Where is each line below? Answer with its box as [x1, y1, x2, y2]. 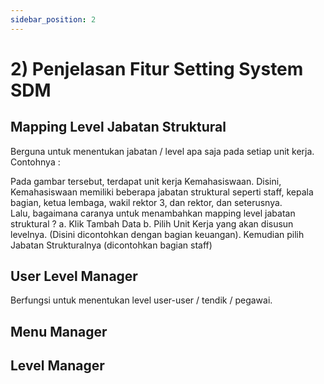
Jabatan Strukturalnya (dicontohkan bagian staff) [10, 239, 213, 251]
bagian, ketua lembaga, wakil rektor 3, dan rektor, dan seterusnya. [10, 196, 283, 208]
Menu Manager [10, 323, 108, 340]
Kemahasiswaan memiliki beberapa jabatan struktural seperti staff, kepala [10, 186, 314, 198]
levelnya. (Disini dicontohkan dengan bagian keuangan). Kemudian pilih [10, 228, 305, 240]
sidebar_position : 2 [10, 14, 97, 25]
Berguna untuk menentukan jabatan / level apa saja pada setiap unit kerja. [10, 145, 315, 157]
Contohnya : [10, 156, 61, 168]
